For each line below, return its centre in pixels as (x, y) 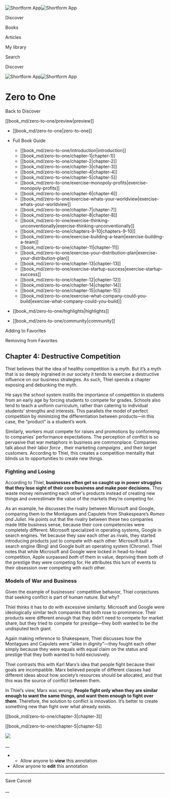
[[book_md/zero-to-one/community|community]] (64, 321)
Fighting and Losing (30, 471)
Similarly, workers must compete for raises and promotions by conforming (83, 431)
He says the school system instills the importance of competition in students (85, 394)
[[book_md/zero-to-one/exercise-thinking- (65, 220)
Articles (13, 37)
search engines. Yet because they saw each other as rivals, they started (80, 535)
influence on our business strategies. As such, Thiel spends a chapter (78, 379)
